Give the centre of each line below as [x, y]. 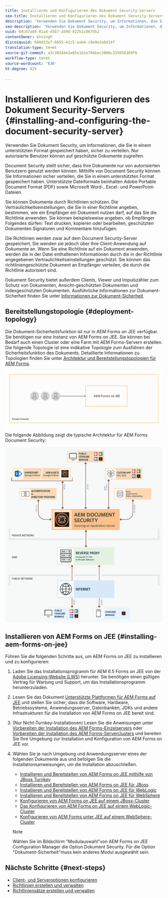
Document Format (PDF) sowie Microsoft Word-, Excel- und [67, 187]
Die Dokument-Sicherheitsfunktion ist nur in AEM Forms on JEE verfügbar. [82, 331]
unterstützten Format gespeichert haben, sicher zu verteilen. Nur [72, 151]
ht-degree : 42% [21, 69]
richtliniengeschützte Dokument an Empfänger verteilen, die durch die [77, 265]
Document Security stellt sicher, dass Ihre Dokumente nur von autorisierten [83, 166]
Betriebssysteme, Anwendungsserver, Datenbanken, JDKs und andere [85, 708]
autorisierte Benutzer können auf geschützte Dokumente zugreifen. [74, 156]
